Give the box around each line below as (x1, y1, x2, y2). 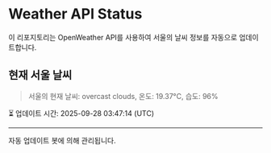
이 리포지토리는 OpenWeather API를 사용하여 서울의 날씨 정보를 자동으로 (8, 32, 238, 42)
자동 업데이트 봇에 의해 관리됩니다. (8, 135, 116, 145)
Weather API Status (8, 5, 143, 23)
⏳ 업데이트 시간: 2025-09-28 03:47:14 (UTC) (8, 108, 155, 118)
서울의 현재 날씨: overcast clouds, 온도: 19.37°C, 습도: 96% (27, 91, 219, 101)
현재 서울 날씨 (8, 68, 73, 82)
